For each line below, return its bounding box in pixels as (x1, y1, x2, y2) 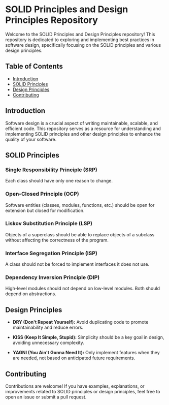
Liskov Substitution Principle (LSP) (5, 220, 93, 227)
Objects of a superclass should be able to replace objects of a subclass (5, 231, 155, 237)
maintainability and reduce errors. (12, 324, 84, 331)
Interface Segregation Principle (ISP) (5, 250, 98, 257)
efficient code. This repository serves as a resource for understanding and (5, 126, 161, 132)
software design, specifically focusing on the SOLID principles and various (5, 42, 161, 48)
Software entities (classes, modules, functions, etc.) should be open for (5, 202, 155, 208)
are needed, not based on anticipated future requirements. (12, 355, 136, 361)
